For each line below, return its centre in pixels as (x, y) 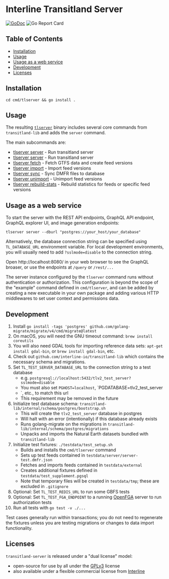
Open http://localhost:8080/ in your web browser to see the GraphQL (77, 262)
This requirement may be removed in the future (69, 398)
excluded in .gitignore (44, 486)
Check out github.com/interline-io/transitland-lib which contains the (88, 356)
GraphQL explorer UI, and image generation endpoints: (63, 223)
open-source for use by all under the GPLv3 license (66, 566)
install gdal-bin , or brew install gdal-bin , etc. (64, 351)
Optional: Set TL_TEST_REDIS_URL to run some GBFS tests (71, 492)
